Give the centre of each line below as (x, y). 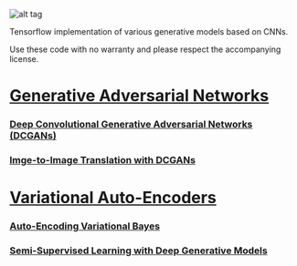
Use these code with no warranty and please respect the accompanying (145, 49)
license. (24, 59)
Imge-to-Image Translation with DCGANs (103, 160)
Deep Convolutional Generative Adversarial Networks (131, 125)
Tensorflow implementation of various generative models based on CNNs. (149, 31)
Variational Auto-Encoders (113, 198)
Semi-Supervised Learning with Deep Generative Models (138, 251)
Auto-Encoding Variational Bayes (85, 226)
